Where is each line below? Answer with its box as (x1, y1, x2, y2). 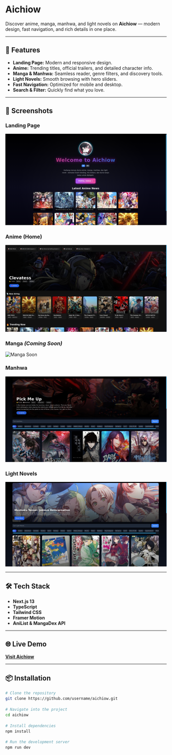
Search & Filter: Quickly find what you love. (12, 86, 105, 93)
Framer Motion (12, 615, 45, 621)
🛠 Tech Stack (5, 582, 50, 591)
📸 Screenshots (5, 106, 53, 115)
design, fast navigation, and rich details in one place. (5, 26, 117, 32)
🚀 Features (5, 46, 40, 55)
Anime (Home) (5, 233, 42, 240)
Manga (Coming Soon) (5, 339, 62, 347)
